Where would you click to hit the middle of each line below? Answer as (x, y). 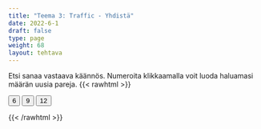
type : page (26, 38)
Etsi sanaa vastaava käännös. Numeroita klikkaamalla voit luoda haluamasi (131, 76)
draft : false (30, 30)
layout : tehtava (35, 53)
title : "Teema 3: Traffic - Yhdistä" (71, 16)
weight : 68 (26, 46)
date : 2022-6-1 (34, 23)
